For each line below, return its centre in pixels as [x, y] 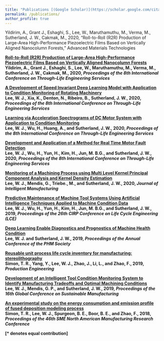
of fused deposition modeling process [44, 308]
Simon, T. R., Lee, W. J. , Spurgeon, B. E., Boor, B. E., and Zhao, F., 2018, [78, 314]
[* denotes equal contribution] [37, 333]
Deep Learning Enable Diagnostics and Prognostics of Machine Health [78, 228]
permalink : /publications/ [32, 14]
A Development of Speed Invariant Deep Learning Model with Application [81, 88]
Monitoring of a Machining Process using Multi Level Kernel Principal [76, 173]
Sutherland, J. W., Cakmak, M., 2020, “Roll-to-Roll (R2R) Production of [76, 38]
